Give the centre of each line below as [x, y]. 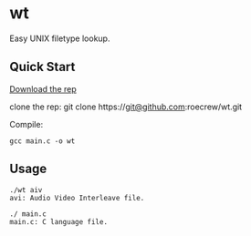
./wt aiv [26, 190]
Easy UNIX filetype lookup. [60, 38]
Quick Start [42, 67]
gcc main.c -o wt [42, 141]
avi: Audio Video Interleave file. [77, 198]
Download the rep [43, 88]
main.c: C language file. [58, 221]
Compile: [26, 124]
